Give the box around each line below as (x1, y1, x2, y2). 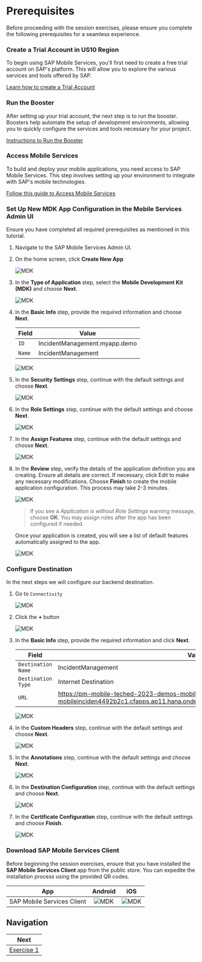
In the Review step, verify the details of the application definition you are (14, 465, 195, 472)
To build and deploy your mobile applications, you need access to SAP (6, 165, 181, 172)
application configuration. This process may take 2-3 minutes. (14, 484, 170, 492)
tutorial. (6, 233, 25, 240)
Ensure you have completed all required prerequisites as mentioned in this (6, 226, 190, 233)
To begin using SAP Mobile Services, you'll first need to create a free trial (6, 59, 188, 67)
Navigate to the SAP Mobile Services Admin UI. (14, 244, 132, 251)
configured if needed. (29, 520, 84, 528)
